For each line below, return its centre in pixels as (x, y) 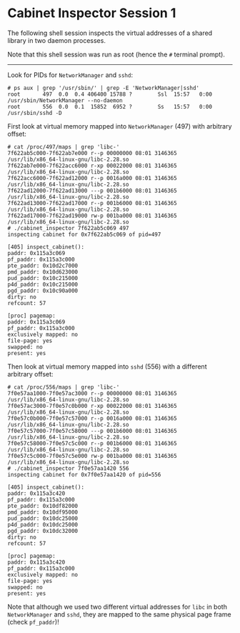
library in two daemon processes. (56, 40)
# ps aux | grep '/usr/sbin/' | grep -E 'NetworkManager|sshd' (104, 88)
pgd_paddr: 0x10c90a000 (43, 291)
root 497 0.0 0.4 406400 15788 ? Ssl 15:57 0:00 (110, 94)
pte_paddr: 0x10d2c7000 (43, 266)
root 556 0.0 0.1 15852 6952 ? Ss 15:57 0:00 (110, 106)
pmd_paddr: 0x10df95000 (43, 512)
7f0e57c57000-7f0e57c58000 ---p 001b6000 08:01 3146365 (92, 431)
